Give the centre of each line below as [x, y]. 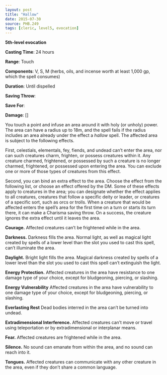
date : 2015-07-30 [23, 19]
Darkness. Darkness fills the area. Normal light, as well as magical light [78, 237]
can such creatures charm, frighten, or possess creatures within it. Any [78, 156]
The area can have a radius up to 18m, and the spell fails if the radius [76, 130]
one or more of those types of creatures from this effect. [63, 172]
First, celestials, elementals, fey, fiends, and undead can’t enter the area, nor [84, 150]
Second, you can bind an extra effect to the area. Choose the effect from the [83, 181]
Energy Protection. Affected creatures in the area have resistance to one [80, 273]
